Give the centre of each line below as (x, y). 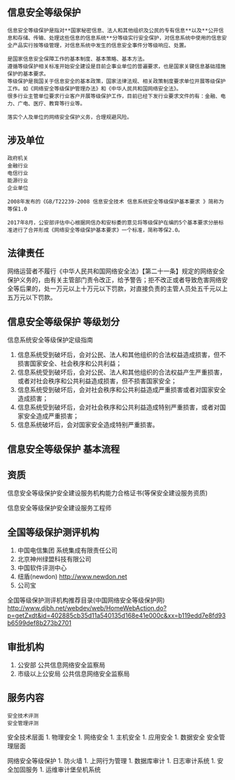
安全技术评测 (23, 716)
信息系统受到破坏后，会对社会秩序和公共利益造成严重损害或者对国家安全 (121, 390)
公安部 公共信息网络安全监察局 (61, 665)
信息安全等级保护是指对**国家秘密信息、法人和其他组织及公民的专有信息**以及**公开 (113, 30)
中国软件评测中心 (42, 568)
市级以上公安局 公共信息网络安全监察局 (73, 674)
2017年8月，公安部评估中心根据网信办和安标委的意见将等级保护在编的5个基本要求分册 (113, 223)
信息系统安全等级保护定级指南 (50, 340)
